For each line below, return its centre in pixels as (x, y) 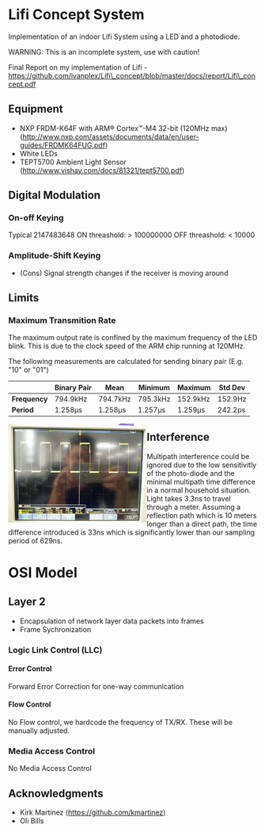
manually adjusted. (39, 730)
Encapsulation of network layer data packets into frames (112, 621)
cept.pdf (22, 84)
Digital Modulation (55, 196)
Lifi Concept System (76, 15)
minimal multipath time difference (201, 481)
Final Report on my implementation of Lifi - (78, 67)
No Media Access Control (50, 769)
